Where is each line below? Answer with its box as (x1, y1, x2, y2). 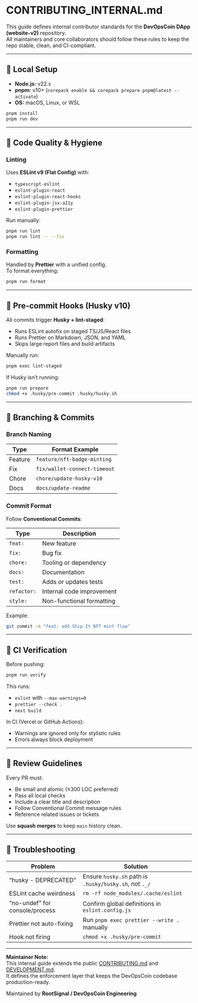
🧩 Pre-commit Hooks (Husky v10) (6, 300, 131, 310)
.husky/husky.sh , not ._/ (82, 880, 151, 888)
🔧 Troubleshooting (6, 845, 75, 855)
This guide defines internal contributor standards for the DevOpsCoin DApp (6, 23, 190, 30)
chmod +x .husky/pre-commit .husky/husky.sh (6, 391, 117, 396)
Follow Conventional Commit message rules (14, 804, 122, 811)
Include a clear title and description (14, 798, 101, 805)
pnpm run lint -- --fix (6, 234, 65, 240)
